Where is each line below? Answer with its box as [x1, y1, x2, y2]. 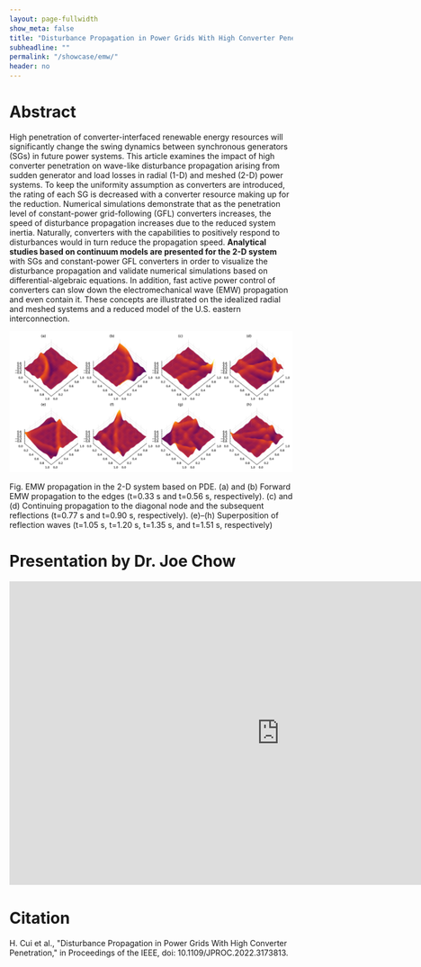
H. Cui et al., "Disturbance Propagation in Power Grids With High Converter [9, 937, 288, 948]
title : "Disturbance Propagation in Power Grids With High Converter [9, 33, 276, 42]
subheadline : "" [9, 43, 70, 52]
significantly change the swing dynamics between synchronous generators [9, 140, 288, 152]
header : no [9, 62, 50, 71]
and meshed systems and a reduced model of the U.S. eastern [9, 303, 241, 314]
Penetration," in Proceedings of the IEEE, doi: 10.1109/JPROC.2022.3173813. [9, 947, 289, 958]
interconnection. [9, 313, 70, 324]
